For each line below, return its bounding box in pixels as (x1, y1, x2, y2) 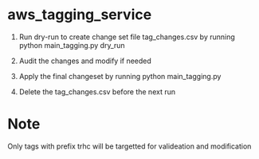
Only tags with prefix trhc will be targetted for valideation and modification (7, 141, 252, 151)
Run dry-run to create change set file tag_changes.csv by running (18, 32, 236, 42)
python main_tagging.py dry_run (18, 40, 125, 50)
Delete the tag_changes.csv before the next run (18, 86, 176, 97)
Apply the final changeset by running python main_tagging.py (18, 71, 222, 81)
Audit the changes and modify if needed (18, 56, 152, 66)
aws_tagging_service (7, 6, 152, 24)
